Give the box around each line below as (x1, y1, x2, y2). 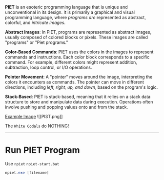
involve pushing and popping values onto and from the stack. (5, 104, 128, 110)
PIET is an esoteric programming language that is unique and (5, 4, 128, 10)
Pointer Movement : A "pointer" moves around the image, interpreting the (5, 74, 153, 80)
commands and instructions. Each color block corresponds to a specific (5, 54, 150, 60)
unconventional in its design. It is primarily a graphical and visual (5, 9, 135, 15)
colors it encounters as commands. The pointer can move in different (5, 79, 144, 85)
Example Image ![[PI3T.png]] (5, 114, 63, 119)
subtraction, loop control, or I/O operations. (5, 64, 92, 70)
